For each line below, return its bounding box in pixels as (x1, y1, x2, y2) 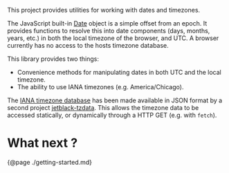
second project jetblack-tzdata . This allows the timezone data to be (7, 104, 199, 111)
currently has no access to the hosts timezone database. (7, 42, 170, 49)
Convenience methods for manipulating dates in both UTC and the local (17, 69, 221, 76)
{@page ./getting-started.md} (7, 158, 92, 166)
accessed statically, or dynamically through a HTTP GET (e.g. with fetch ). (7, 111, 217, 119)
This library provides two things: (7, 55, 99, 63)
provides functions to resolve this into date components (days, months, (7, 27, 210, 35)
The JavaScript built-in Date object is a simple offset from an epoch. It (7, 19, 208, 27)
